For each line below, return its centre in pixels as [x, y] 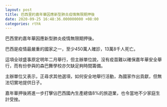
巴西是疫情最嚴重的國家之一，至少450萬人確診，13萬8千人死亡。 [72, 49]
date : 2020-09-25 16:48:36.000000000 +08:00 [52, 19]
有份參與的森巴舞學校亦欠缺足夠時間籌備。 [62, 66]
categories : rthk [23, 24]
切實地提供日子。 [27, 83]
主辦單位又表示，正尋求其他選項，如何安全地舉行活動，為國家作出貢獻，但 [81, 76]
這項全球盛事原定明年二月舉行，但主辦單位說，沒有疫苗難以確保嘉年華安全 [81, 60]
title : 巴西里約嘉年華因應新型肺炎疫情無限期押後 [50, 14]
